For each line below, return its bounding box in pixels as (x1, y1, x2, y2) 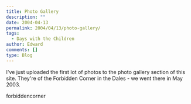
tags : (6, 31, 19, 36)
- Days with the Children (11, 36, 75, 42)
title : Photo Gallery (6, 8, 59, 15)
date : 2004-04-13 (6, 19, 49, 25)
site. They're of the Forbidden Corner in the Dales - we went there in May (6, 75, 183, 82)
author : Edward (6, 42, 43, 48)
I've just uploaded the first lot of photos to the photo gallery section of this (6, 68, 186, 75)
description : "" (6, 14, 46, 20)
